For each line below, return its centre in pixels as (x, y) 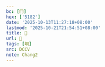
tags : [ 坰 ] (19, 44)
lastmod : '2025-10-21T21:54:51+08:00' (53, 28)
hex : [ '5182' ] (23, 17)
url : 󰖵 (14, 38)
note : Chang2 (22, 55)
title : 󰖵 (17, 33)
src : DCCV (18, 50)
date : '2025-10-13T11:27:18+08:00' (50, 22)
